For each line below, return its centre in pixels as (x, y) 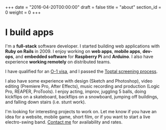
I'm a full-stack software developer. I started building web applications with (83, 46)
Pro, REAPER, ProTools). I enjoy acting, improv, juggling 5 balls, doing (76, 91)
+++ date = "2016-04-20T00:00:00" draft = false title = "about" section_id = (83, 7)
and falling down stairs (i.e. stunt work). (46, 102)
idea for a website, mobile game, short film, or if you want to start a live (78, 117)
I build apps (29, 32)
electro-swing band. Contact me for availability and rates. (64, 122)
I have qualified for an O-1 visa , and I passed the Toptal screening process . (82, 71)
